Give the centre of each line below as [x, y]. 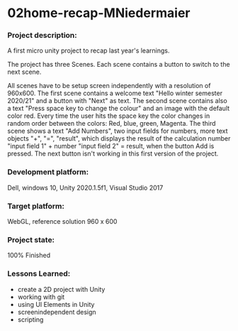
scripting [30, 319]
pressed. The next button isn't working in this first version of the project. [113, 153]
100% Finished [29, 255]
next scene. [24, 72]
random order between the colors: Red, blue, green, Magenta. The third [112, 124]
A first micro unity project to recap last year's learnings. [89, 50]
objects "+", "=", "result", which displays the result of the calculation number [119, 139]
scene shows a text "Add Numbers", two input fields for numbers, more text [118, 131]
